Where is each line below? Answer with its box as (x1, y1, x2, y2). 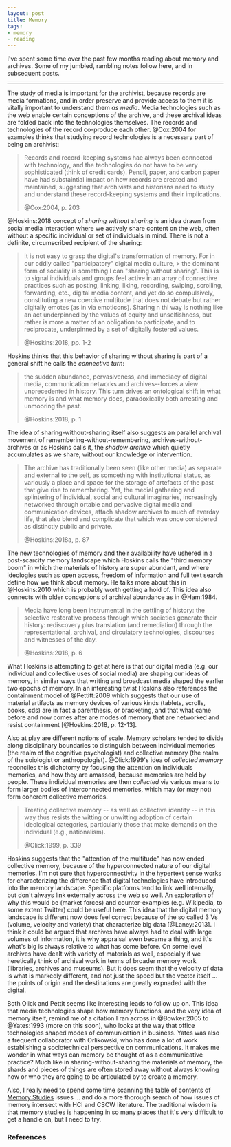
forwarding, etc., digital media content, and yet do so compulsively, (23, 288, 214, 297)
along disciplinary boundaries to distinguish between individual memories (7, 741, 216, 750)
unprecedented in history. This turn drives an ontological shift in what (23, 387, 221, 396)
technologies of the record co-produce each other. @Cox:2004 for (7, 125, 197, 134)
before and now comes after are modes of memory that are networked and (7, 713, 219, 722)
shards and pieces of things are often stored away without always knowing (7, 1065, 219, 1074)
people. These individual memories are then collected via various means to (7, 778, 220, 786)
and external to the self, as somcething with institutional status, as (23, 471, 211, 479)
